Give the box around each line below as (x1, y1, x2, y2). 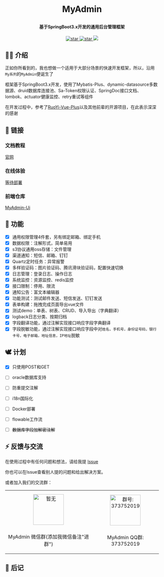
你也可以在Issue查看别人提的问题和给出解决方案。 (5, 469, 106, 475)
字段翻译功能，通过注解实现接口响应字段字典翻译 (12, 320, 111, 326)
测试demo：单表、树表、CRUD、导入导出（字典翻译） (12, 308, 122, 314)
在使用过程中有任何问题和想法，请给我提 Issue (5, 458, 99, 464)
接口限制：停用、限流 (12, 283, 55, 289)
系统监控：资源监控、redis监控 (12, 276, 74, 283)
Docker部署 (12, 406, 36, 412)
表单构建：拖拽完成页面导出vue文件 (12, 301, 84, 307)
